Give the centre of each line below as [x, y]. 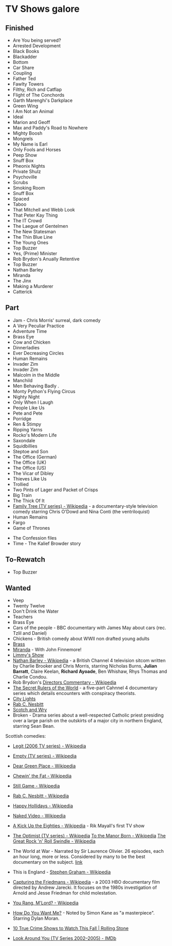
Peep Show [25, 155]
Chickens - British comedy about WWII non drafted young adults [81, 639]
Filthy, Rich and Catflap [37, 90]
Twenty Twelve [29, 606]
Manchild [23, 380]
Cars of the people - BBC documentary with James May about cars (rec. [89, 628]
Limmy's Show [28, 655]
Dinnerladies [26, 347]
